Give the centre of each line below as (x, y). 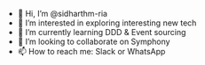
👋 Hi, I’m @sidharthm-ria (63, 14)
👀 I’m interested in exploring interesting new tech (107, 23)
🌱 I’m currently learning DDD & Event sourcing (102, 32)
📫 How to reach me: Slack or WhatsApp (91, 51)
